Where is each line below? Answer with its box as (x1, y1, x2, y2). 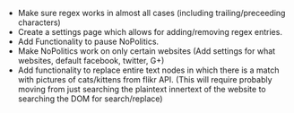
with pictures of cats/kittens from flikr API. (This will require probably (17, 74, 272, 84)
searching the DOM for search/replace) (17, 93, 163, 104)
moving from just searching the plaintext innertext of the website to (17, 84, 266, 94)
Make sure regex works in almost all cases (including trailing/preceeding (17, 8, 286, 18)
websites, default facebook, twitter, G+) (17, 56, 165, 65)
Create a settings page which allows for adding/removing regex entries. (17, 27, 282, 37)
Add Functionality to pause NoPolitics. (17, 36, 160, 47)
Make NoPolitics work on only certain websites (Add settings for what (17, 46, 276, 56)
